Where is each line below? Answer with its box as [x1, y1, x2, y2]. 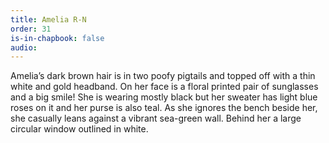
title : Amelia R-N [10, 14, 87, 25]
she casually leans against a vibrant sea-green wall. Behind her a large [10, 112, 302, 125]
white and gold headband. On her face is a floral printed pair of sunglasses [10, 81, 319, 93]
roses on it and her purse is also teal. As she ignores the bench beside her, [10, 102, 318, 114]
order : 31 [10, 24, 52, 34]
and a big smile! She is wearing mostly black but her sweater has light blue [10, 91, 318, 103]
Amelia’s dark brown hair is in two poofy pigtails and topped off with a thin [10, 70, 316, 82]
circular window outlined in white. [10, 123, 149, 135]
